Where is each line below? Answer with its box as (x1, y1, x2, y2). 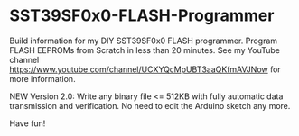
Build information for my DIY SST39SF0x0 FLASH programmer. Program (9, 35, 278, 46)
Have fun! (9, 118, 46, 129)
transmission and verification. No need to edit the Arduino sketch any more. (9, 100, 291, 111)
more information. (9, 73, 76, 84)
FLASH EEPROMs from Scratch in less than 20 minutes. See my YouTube (9, 44, 281, 55)
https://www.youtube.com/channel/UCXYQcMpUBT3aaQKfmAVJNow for (9, 64, 282, 75)
